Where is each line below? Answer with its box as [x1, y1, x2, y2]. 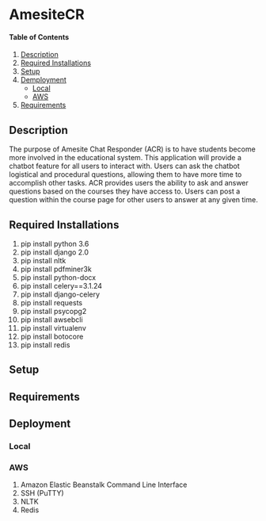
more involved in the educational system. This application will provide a [9, 153, 242, 163]
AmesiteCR [9, 6, 85, 24]
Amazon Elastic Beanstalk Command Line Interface [20, 480, 188, 489]
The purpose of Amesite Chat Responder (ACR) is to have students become [9, 144, 256, 154]
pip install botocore [20, 331, 84, 342]
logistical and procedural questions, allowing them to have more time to [9, 170, 242, 179]
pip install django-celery [20, 289, 101, 299]
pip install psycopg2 [20, 307, 87, 316]
